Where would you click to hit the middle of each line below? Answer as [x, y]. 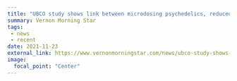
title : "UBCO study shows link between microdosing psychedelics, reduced [120, 14]
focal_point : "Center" [47, 66]
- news [20, 33]
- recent [23, 40]
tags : [15, 27]
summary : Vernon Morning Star [52, 20]
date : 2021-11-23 [33, 46]
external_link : [30, 54]
